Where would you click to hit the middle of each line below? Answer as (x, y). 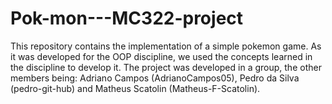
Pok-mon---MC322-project (127, 18)
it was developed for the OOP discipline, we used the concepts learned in (161, 56)
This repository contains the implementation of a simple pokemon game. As (166, 46)
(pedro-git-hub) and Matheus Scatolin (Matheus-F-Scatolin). (135, 88)
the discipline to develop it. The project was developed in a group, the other (166, 67)
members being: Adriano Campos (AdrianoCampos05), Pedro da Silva (155, 78)
